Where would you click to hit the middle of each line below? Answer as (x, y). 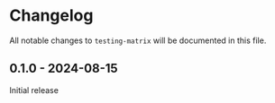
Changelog (51, 16)
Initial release (34, 90)
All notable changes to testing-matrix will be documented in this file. (138, 40)
